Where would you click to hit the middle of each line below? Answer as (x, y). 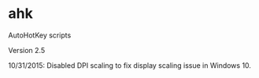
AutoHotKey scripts (40, 35)
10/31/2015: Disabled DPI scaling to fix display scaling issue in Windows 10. (130, 65)
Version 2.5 (27, 50)
